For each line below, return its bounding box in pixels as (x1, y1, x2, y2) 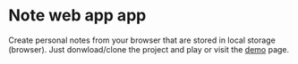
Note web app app (8, 5, 147, 26)
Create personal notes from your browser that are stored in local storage (8, 35, 277, 45)
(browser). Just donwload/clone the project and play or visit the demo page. (8, 44, 290, 54)
